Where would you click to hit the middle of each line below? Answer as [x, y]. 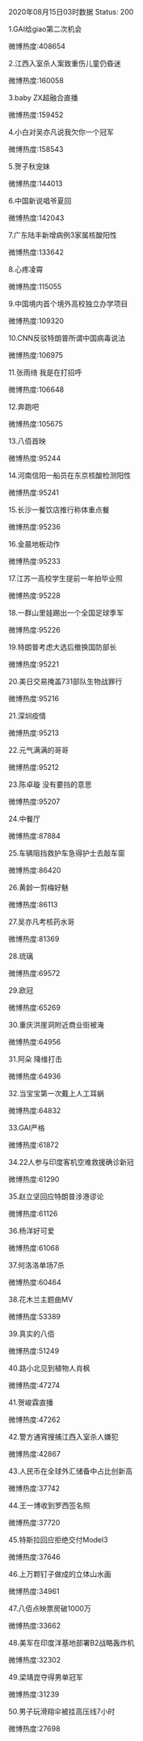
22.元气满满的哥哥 [39, 750]
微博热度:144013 [36, 183]
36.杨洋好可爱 [32, 1231]
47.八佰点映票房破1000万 [50, 1609]
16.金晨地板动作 [34, 544]
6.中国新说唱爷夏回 [40, 201]
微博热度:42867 [34, 1454]
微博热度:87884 [34, 836]
